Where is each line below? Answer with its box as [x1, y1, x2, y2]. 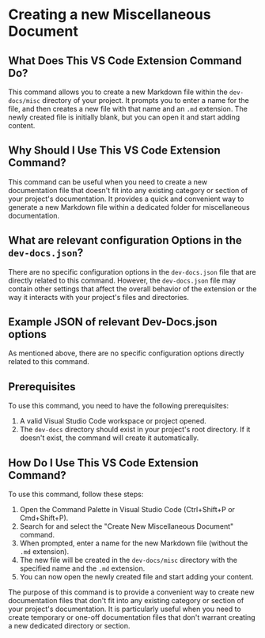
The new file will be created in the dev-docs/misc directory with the [19, 556, 237, 565]
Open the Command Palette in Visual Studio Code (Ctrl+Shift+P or [19, 505, 236, 515]
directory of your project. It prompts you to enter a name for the [42, 96, 249, 104]
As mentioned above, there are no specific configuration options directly [8, 348, 244, 358]
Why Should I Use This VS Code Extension [8, 144, 221, 158]
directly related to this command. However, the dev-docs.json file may [8, 275, 237, 285]
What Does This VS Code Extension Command [8, 54, 242, 67]
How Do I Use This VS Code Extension [8, 456, 199, 469]
